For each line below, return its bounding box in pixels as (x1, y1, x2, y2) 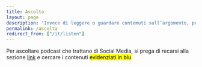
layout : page (6, 14, 39, 20)
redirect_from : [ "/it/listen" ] (6, 31, 85, 37)
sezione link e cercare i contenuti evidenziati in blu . (6, 54, 133, 61)
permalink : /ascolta (6, 25, 58, 32)
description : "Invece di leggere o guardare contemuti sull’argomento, (6, 20, 189, 26)
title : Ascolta (6, 8, 44, 15)
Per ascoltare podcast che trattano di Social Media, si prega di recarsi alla (6, 47, 189, 54)
